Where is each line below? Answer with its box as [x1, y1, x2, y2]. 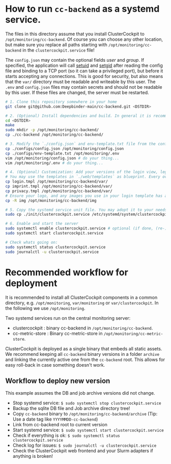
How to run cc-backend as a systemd [5, 3, 160, 15]
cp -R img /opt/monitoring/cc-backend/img [5, 198, 97, 203]
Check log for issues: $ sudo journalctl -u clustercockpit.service [12, 442, 157, 449]
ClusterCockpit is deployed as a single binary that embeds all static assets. [5, 345, 162, 352]
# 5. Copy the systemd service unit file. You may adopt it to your [5, 207, 154, 212]
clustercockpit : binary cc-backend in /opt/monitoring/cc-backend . [12, 325, 153, 331]
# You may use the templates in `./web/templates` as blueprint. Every [5, 174, 160, 179]
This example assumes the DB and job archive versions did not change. [5, 390, 155, 396]
